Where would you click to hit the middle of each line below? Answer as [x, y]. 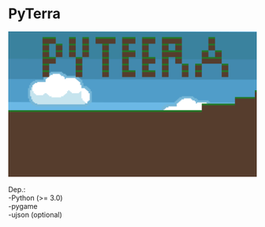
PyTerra [35, 14]
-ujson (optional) [35, 214]
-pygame [23, 206]
